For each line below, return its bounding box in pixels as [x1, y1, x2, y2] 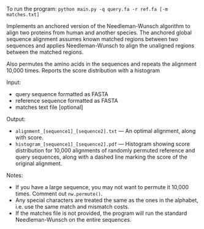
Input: [6, 79, 21, 86]
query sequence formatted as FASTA [15, 91, 108, 97]
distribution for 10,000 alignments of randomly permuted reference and [15, 147, 195, 154]
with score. [15, 134, 44, 141]
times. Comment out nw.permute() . [15, 190, 103, 197]
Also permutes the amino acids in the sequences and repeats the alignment [6, 61, 197, 67]
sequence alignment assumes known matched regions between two [6, 36, 179, 42]
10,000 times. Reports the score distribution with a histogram [6, 67, 161, 74]
